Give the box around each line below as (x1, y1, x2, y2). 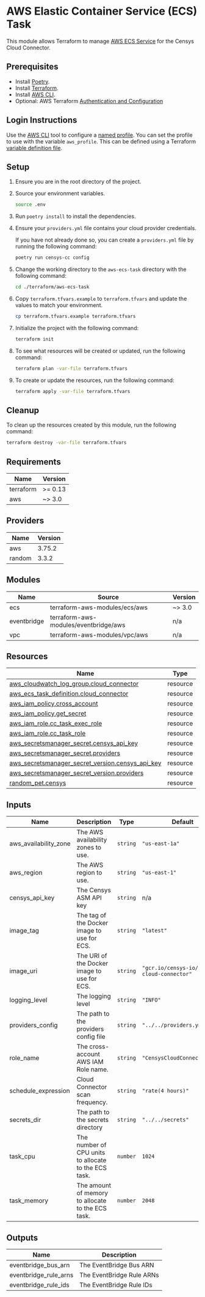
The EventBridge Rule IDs (79, 1281, 153, 1289)
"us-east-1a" (142, 840, 180, 847)
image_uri (9, 967, 38, 975)
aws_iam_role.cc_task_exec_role (9, 719, 103, 728)
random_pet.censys (9, 779, 67, 787)
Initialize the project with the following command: (15, 324, 139, 331)
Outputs (6, 1232, 38, 1243)
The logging (76, 992, 111, 1000)
